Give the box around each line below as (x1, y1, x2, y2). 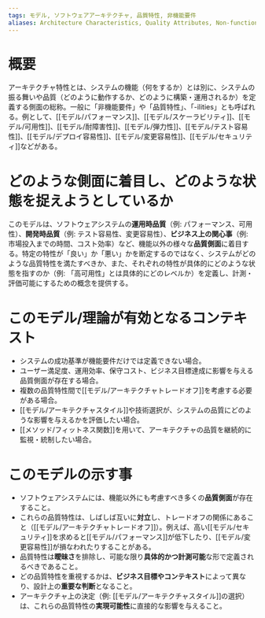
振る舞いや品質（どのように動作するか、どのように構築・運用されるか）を (8, 92, 249, 102)
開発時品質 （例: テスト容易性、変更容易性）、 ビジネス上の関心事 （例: (25, 229, 249, 239)
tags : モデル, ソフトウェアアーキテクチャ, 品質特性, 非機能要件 (8, 11, 197, 20)
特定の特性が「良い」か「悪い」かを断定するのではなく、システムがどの (21, 249, 256, 258)
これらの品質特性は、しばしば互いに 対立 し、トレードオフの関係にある (19, 513, 248, 522)
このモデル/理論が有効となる (8, 309, 193, 327)
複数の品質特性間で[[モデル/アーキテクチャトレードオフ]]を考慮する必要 (19, 386, 253, 395)
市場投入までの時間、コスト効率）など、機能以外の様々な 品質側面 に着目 (8, 239, 242, 249)
